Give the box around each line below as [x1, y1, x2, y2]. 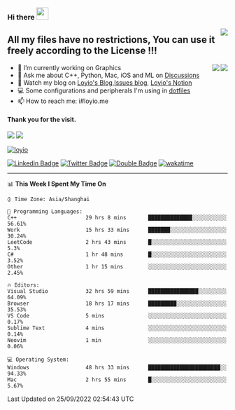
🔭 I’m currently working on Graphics [17, 63, 122, 71]
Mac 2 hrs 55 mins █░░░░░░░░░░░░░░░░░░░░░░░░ [7, 376, 227, 383]
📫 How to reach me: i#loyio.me [17, 97, 109, 105]
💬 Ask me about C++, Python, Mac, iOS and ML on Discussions [17, 71, 200, 79]
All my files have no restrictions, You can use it [7, 34, 215, 46]
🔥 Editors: [7, 281, 40, 289]
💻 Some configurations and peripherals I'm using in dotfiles [17, 86, 191, 95]
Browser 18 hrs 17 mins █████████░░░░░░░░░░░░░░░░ [7, 300, 227, 307]
